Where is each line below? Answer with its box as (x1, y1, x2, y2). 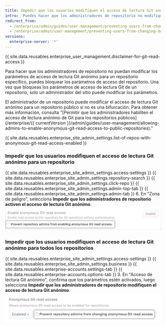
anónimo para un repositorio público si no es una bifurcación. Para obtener (5, 104, 158, 110)
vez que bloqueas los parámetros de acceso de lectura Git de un (5, 84, 137, 90)
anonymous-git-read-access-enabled (5, 140, 83, 146)
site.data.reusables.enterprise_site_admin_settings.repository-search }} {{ (5, 175, 156, 181)
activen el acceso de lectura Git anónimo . (5, 201, 92, 207)
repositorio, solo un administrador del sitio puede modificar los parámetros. (5, 89, 159, 95)
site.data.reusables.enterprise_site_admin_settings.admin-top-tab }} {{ (5, 186, 148, 191)
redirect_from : (5, 18, 37, 23)
